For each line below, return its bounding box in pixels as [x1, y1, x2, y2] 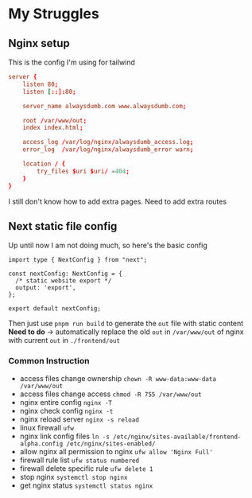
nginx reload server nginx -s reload [19, 414, 139, 424]
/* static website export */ [15, 277, 112, 285]
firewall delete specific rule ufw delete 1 [19, 463, 153, 473]
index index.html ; [22, 124, 83, 132]
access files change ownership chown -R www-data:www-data [19, 373, 217, 383]
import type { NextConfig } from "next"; [8, 256, 148, 264]
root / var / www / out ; [22, 116, 87, 124]
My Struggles [8, 5, 99, 23]
